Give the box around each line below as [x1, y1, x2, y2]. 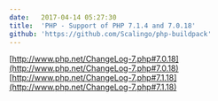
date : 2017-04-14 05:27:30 [9, 12, 117, 22]
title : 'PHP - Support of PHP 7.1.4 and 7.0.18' [9, 21, 197, 30]
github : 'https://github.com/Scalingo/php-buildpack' [9, 29, 213, 38]
